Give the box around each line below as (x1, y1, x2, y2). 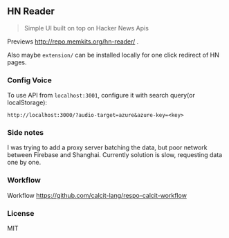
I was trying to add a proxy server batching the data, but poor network (7, 143, 208, 152)
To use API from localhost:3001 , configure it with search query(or (7, 91, 195, 100)
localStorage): (7, 98, 47, 107)
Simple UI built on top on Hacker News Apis (24, 24, 149, 32)
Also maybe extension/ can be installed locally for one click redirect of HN (7, 51, 220, 59)
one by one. (7, 158, 42, 167)
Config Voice (7, 75, 52, 85)
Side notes (7, 128, 44, 138)
